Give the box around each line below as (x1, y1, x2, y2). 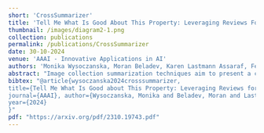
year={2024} (8, 99, 47, 106)
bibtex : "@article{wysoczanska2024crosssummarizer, (8, 77, 181, 84)
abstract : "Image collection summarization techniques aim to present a (8, 70, 251, 77)
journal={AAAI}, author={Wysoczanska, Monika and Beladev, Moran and (8, 92, 241, 99)
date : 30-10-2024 (8, 48, 65, 56)
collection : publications (8, 33, 93, 41)
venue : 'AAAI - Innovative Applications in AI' (8, 56, 167, 63)
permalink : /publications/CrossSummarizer (8, 41, 149, 49)
